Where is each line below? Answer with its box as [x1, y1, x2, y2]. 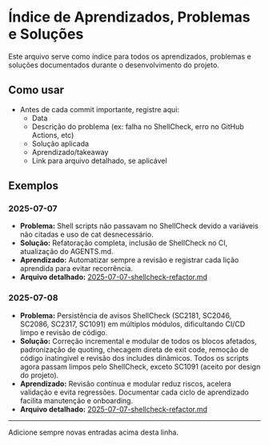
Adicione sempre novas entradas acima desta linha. [8, 427, 179, 437]
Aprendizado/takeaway [31, 147, 109, 156]
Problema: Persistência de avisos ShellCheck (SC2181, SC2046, [19, 310, 232, 320]
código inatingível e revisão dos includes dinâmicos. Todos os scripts [19, 353, 249, 362]
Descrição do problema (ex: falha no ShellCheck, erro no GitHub [31, 121, 244, 131]
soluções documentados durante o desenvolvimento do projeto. [8, 60, 220, 70]
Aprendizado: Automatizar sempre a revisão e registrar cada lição [19, 255, 239, 265]
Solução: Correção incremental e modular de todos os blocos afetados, [19, 336, 258, 346]
